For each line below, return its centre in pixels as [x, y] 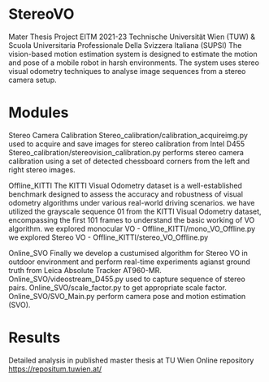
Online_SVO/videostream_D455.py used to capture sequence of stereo [127, 279]
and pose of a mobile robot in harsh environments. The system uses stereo [134, 63]
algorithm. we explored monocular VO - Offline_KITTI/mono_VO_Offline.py [132, 228]
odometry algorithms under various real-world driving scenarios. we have [132, 202]
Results [35, 338]
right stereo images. [42, 169]
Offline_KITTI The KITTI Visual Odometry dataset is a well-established [125, 185]
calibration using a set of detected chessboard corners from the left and [129, 161]
